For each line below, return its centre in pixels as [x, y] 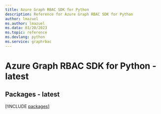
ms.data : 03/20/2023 [26, 28]
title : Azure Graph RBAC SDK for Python [47, 10]
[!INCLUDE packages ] [27, 106]
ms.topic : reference [26, 32]
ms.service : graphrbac [28, 42]
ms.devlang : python [25, 37]
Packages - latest [32, 95]
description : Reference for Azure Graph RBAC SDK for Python [69, 14]
